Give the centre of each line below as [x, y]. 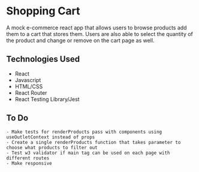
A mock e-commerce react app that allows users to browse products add [97, 28]
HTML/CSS [29, 86]
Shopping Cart [43, 11]
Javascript [28, 80]
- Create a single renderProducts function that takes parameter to [94, 142]
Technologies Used [43, 59]
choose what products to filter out [52, 147]
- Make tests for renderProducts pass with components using [84, 132]
